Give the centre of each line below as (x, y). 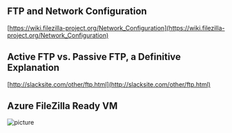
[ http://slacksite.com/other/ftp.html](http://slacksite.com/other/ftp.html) (109, 84)
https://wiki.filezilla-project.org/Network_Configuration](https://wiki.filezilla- (117, 28)
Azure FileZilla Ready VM (62, 106)
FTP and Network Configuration (77, 11)
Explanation (33, 68)
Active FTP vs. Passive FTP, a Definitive (94, 57)
